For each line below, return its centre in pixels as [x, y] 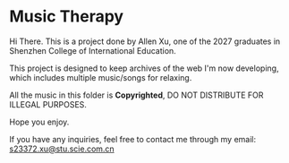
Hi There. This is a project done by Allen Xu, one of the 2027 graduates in [145, 41]
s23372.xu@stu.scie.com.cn [62, 149]
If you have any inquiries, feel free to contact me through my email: [133, 139]
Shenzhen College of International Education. [93, 50]
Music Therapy [66, 17]
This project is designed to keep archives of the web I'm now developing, [144, 68]
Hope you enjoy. [39, 122]
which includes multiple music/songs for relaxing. [101, 77]
